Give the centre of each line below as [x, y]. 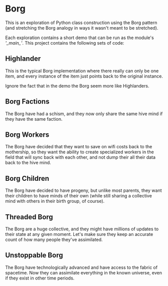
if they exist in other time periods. [40, 278]
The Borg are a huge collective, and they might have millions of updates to [82, 229]
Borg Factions [27, 101]
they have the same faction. [34, 119]
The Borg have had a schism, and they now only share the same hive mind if [84, 114]
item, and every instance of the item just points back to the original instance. [84, 76]
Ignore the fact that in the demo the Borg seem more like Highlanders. [77, 86]
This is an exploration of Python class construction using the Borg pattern [81, 23]
